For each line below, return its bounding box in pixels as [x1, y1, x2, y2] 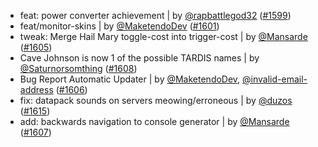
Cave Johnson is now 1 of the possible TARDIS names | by [19, 52, 260, 64]
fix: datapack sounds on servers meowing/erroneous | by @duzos [19, 95, 293, 106]
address [19, 84, 54, 95]
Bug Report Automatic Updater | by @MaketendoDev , [19, 73, 241, 85]
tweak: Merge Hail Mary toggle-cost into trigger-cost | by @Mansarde [19, 31, 308, 42]
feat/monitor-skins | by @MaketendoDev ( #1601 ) [19, 20, 220, 32]
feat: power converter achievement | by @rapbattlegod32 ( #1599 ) [19, 10, 292, 21]
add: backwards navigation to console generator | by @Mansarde [19, 116, 290, 127]
